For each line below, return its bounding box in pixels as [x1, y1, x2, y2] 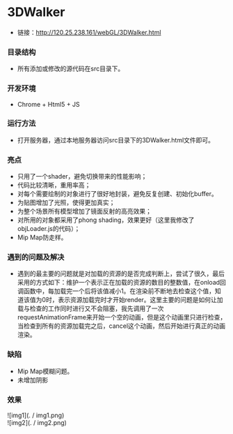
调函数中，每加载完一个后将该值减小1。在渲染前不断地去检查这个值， [17, 287, 216, 295]
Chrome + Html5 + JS [17, 100, 80, 108]
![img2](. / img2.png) [7, 419, 67, 427]
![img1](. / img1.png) [7, 411, 65, 419]
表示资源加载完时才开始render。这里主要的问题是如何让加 [58, 296, 224, 304]
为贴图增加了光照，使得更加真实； [17, 198, 115, 207]
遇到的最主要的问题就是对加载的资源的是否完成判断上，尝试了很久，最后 [17, 269, 225, 278]
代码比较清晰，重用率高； [17, 181, 91, 189]
